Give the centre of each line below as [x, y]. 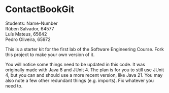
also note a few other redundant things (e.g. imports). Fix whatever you [79, 80]
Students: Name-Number [32, 23]
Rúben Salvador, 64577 [30, 28]
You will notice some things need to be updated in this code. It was [75, 64]
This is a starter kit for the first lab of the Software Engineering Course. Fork [84, 49]
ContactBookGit [40, 9]
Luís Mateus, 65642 [26, 34]
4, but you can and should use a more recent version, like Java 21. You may [84, 75]
